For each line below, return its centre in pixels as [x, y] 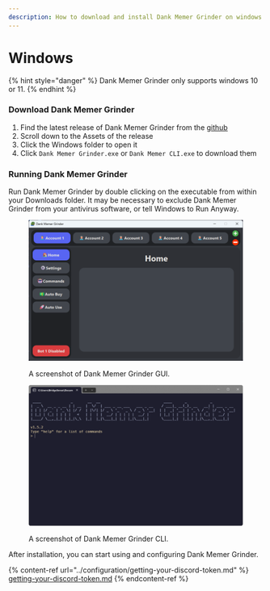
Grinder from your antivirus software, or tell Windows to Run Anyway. [124, 209]
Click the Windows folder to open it [78, 145]
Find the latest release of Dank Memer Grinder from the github [124, 127]
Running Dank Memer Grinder [68, 174]
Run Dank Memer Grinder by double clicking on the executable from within [133, 192]
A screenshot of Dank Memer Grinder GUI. [99, 373]
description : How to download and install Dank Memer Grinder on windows [135, 17]
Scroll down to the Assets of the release [86, 136]
